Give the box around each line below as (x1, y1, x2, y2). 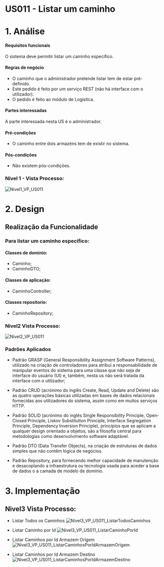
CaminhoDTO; (12, 266, 41, 272)
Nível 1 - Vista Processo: (5, 175, 65, 182)
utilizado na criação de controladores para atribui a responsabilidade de (12, 362, 158, 368)
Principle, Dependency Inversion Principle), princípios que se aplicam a (12, 423, 156, 429)
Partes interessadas (5, 108, 47, 113)
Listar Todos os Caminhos (12, 518, 65, 524)
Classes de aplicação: (5, 277, 51, 283)
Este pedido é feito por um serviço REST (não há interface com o (12, 86, 143, 92)
